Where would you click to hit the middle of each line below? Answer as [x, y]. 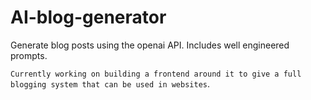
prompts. [29, 55]
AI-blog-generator [88, 17]
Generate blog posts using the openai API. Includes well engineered [150, 45]
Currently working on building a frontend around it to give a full [156, 74]
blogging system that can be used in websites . [110, 83]
